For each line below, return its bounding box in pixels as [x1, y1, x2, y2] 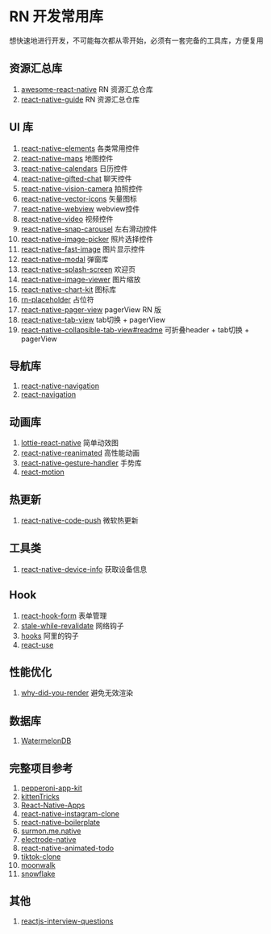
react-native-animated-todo [20, 844, 115, 853]
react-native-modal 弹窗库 [20, 254, 109, 264]
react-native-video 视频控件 [20, 214, 114, 223]
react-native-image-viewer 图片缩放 [20, 274, 141, 284]
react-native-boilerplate [20, 818, 100, 828]
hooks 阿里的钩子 [20, 631, 79, 640]
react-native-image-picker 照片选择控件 [20, 234, 154, 244]
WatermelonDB [20, 736, 72, 746]
